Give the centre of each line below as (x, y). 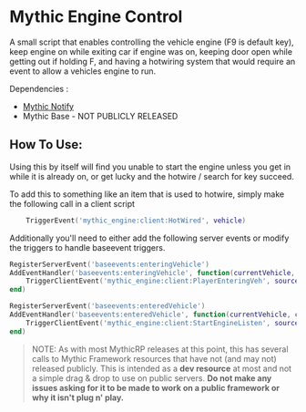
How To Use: (46, 144)
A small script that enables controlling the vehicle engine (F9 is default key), (152, 42)
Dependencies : (39, 88)
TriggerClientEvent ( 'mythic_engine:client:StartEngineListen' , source (163, 323)
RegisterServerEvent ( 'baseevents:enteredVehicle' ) (107, 306)
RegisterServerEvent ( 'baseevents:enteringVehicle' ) (109, 264)
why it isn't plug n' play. (78, 397)
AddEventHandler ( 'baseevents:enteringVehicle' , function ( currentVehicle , (153, 273)
